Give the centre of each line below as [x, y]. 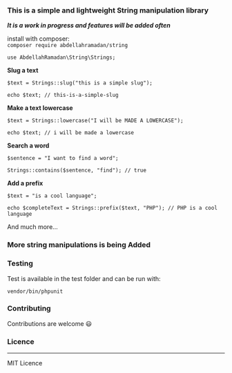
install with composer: [39, 39]
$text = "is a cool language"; [52, 196]
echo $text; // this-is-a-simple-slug [63, 95]
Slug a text [23, 71]
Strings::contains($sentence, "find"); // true [77, 171]
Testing [20, 264]
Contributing [29, 309]
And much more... [33, 227]
